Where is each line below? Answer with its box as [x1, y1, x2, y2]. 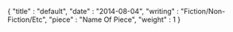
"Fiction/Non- [181, 7, 226, 16]
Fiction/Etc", [7, 15, 48, 24]
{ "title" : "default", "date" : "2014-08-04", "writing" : [7, 7, 180, 16]
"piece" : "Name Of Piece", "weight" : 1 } [49, 15, 181, 24]
